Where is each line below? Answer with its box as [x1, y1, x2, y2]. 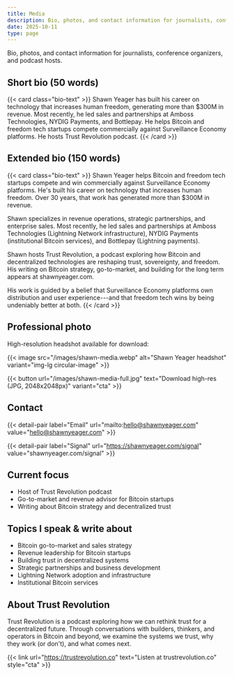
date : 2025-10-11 [7, 23, 58, 30]
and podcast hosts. [7, 57, 63, 65]
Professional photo [7, 321, 92, 333]
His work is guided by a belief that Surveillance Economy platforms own [7, 286, 214, 294]
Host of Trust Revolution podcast [17, 487, 113, 496]
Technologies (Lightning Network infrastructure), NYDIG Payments [7, 229, 198, 238]
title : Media [7, 10, 45, 17]
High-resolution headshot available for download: [7, 340, 150, 348]
